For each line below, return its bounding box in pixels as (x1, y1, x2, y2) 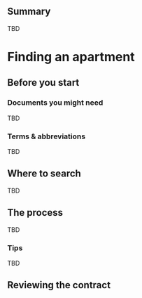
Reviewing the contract (7, 279, 111, 291)
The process (7, 207, 64, 219)
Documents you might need (7, 98, 104, 108)
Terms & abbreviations (7, 131, 86, 141)
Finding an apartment (7, 49, 135, 65)
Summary (7, 6, 51, 18)
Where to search (7, 168, 82, 180)
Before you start (7, 77, 80, 89)
